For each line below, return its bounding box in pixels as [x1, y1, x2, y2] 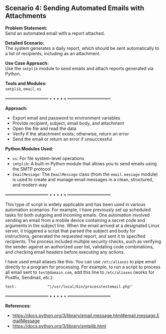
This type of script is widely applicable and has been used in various [5, 201, 146, 207]
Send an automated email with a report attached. [5, 30, 105, 36]
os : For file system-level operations [12, 155, 84, 161]
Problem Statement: [5, 25, 48, 31]
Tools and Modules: [5, 80, 47, 86]
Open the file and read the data [12, 125, 77, 131]
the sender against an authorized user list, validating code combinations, [5, 243, 154, 249]
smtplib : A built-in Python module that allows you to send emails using [12, 160, 157, 166]
